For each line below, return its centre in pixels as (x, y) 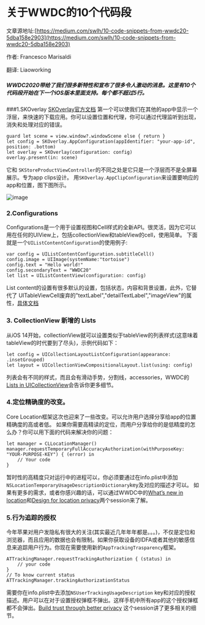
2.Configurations (32, 213)
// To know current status (41, 575)
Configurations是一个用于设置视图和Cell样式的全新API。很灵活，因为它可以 (101, 227)
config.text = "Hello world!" (45, 265)
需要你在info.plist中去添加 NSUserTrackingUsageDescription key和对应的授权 (101, 593)
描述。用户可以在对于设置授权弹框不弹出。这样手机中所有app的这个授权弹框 (102, 600)
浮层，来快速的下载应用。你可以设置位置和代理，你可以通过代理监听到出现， (103, 116)
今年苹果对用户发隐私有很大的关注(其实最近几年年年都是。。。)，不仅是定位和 (101, 532)
